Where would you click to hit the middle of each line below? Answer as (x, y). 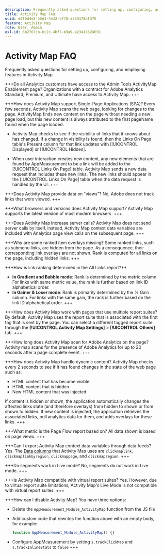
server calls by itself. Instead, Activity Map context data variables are (74, 228)
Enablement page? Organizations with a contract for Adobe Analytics (74, 89)
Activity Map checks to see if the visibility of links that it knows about (81, 133)
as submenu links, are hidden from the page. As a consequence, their (74, 247)
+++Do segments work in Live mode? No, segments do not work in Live (77, 465)
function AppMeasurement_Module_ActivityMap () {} (63, 532)
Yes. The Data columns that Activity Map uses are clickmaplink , (69, 451)
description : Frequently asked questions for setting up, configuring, (79, 9)
